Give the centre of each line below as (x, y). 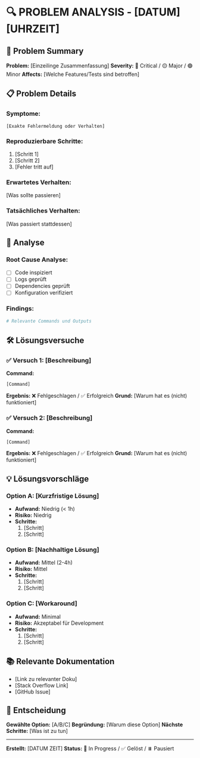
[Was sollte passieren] (34, 195)
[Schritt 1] (26, 154)
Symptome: (23, 113)
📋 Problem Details (41, 94)
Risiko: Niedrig (33, 515)
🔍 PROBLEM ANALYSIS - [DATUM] (93, 12)
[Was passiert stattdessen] (39, 224)
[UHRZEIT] (33, 29)
